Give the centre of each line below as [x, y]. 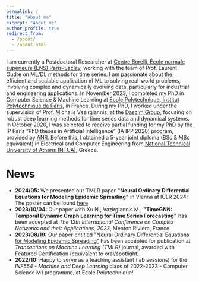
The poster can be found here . [52, 203]
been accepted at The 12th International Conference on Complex [94, 222]
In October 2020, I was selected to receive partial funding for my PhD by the [99, 125]
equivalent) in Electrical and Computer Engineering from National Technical [98, 144]
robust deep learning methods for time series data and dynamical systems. [98, 118]
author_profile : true [33, 28]
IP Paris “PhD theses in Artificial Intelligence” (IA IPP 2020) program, [90, 131]
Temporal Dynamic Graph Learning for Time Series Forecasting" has [101, 216]
